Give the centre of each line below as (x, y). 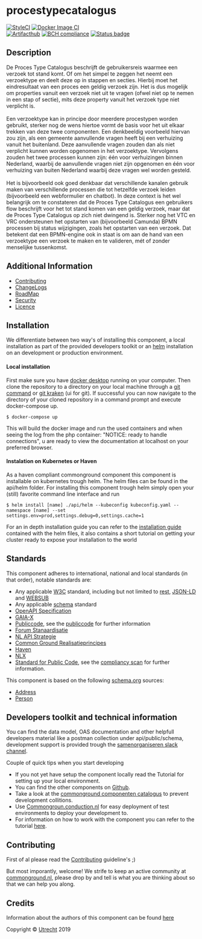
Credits (21, 903)
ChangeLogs (31, 287)
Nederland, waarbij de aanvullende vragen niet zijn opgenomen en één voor (101, 163)
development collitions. (44, 800)
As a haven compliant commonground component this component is (91, 475)
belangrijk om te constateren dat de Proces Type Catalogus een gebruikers (99, 202)
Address (25, 692)
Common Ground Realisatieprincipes (61, 643)
